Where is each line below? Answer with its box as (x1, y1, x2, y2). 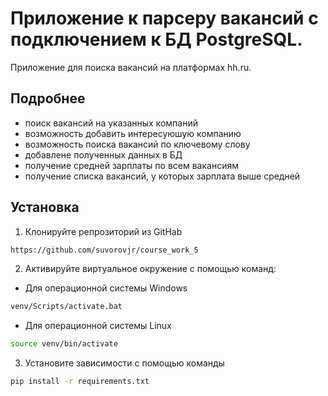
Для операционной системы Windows (24, 282, 188, 294)
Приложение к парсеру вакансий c (10, 7, 319, 30)
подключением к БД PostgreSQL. (10, 28, 303, 51)
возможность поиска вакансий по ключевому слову (24, 138, 251, 150)
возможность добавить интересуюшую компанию (24, 127, 242, 139)
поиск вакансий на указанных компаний (24, 117, 199, 129)
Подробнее (10, 90, 86, 107)
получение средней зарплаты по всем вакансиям (24, 159, 239, 171)
